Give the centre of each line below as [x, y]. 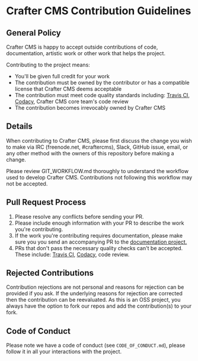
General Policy [33, 33]
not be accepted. [27, 183]
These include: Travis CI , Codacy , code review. [72, 254]
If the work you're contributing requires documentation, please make [98, 235]
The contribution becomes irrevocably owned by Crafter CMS [90, 108]
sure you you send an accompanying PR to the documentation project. [101, 242]
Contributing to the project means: [48, 65]
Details [19, 127]
